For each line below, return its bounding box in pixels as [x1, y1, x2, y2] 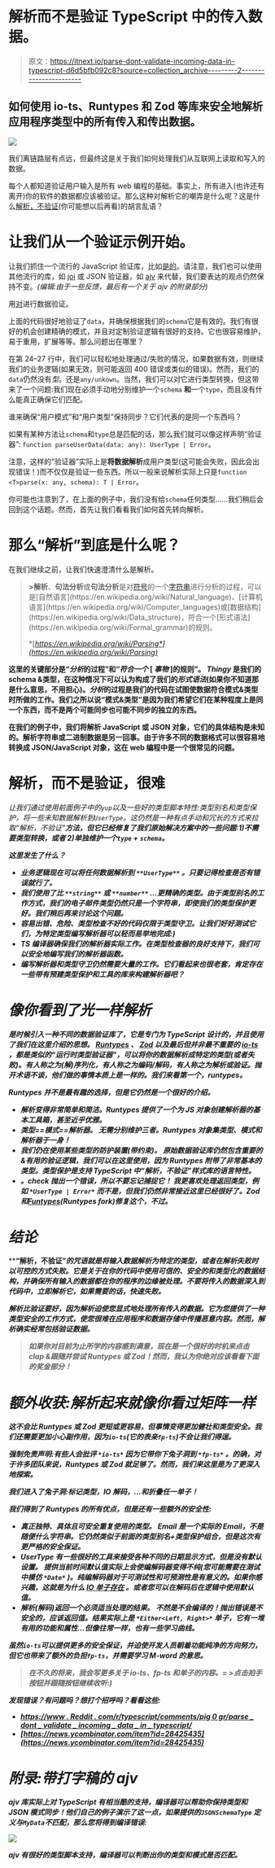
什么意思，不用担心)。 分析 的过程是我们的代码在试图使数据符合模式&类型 [15, 685, 259, 694]
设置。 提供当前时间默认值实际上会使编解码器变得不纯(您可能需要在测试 [20, 1562, 260, 1572]
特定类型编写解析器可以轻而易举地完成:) [41, 929, 176, 938]
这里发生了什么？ [8, 850, 66, 860]
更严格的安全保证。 [20, 1542, 85, 1551]
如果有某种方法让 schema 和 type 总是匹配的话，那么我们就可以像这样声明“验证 [8, 429, 262, 439]
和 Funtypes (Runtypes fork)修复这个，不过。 [20, 1196, 172, 1205]
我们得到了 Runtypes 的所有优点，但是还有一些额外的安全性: [8, 1504, 212, 1514]
